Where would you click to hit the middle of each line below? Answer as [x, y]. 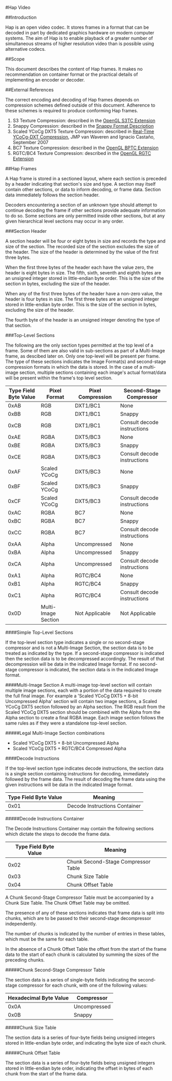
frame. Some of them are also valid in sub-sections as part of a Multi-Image [85, 351]
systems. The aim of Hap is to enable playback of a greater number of [79, 38]
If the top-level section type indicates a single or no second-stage [75, 642]
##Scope [15, 59]
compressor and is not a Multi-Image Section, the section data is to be [79, 648]
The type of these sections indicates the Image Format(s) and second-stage [86, 362]
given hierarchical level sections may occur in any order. [65, 221]
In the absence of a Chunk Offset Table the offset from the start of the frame [86, 949]
